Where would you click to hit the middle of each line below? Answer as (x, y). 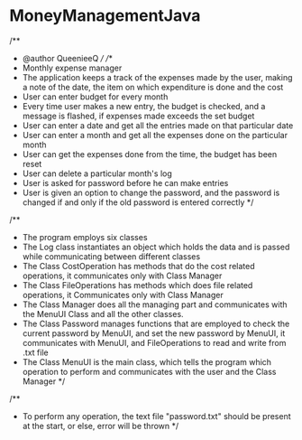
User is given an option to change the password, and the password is (151, 192)
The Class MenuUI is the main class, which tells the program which (147, 361)
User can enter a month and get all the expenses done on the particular (155, 135)
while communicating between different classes (111, 256)
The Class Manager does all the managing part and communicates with (155, 304)
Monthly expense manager (72, 68)
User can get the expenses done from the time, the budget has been (150, 154)
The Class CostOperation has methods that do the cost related (138, 266)
